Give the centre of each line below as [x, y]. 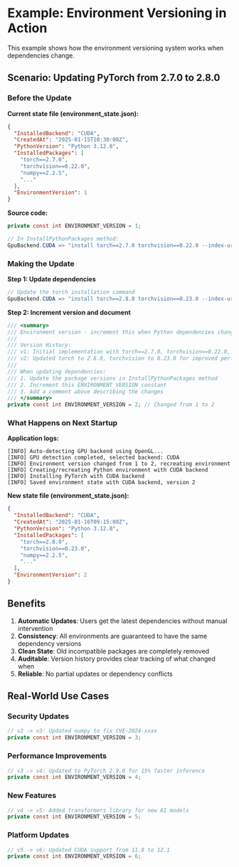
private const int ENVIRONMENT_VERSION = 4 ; [74, 777]
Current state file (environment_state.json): [73, 113]
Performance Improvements [57, 756]
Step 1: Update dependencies [52, 280]
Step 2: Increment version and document [69, 312]
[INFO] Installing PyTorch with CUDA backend [76, 477]
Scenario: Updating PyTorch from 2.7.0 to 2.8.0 [114, 78]
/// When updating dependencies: [57, 371]
